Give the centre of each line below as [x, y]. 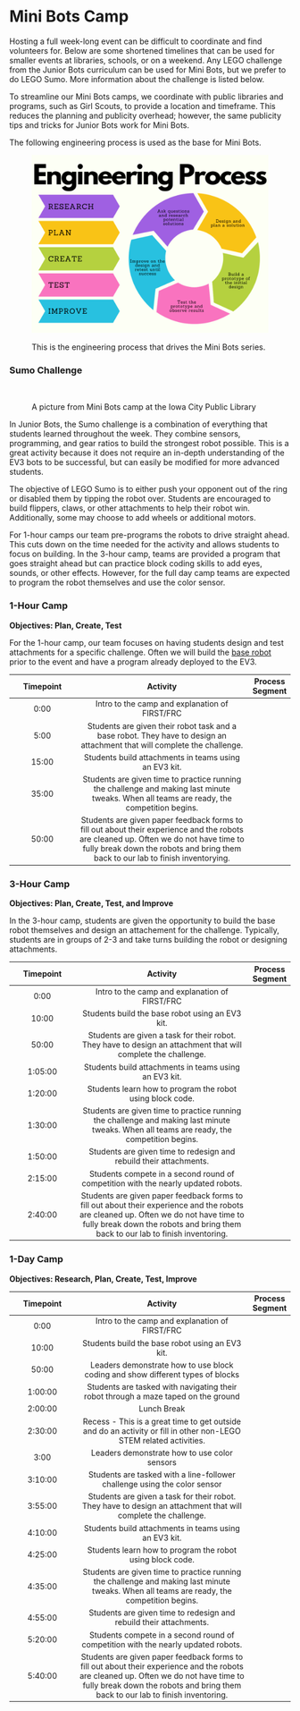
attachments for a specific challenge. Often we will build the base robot [141, 652]
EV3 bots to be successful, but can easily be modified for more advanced [144, 462]
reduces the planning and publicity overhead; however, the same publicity [146, 115]
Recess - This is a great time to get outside [162, 1421]
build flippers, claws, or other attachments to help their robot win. [129, 508]
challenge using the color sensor [162, 1484]
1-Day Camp [37, 1259]
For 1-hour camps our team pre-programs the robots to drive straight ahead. [150, 535]
